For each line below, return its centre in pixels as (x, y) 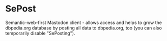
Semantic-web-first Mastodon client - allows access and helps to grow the (83, 22)
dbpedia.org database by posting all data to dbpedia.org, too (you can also (83, 27)
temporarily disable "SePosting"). (40, 33)
